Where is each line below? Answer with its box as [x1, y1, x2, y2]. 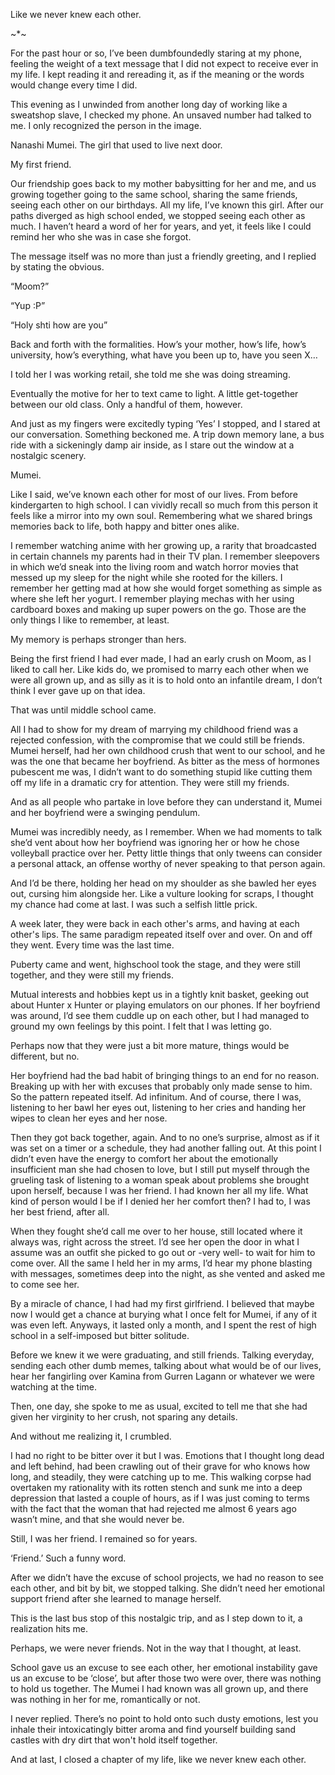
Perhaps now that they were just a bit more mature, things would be [10, 1040, 290, 1051]
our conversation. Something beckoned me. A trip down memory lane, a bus [10, 429, 325, 440]
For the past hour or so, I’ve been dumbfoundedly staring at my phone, [10, 47, 303, 59]
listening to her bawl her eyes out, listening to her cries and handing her [10, 1102, 307, 1113]
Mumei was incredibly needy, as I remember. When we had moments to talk [10, 826, 323, 838]
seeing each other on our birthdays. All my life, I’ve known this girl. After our [10, 199, 324, 211]
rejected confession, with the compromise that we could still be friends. [10, 734, 305, 746]
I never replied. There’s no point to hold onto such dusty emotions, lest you [10, 1713, 319, 1724]
